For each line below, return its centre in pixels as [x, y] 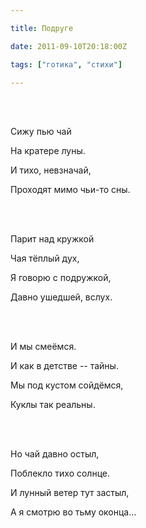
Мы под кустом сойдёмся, [67, 385]
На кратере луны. [48, 151]
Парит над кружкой [52, 239]
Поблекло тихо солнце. [60, 473]
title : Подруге [42, 28]
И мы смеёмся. [43, 347]
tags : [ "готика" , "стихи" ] [66, 64]
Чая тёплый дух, [45, 258]
